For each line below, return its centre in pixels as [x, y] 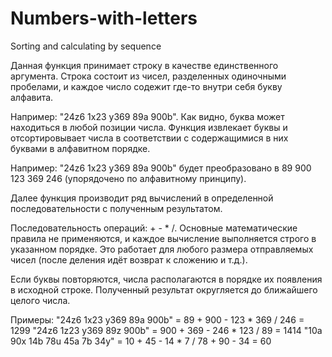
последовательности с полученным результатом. [116, 208]
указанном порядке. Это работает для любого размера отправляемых [162, 249]
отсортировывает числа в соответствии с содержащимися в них [149, 138]
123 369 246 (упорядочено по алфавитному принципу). [128, 178]
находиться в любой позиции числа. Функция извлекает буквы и [149, 127]
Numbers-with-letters [104, 18]
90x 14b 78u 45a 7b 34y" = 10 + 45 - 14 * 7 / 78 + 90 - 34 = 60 [141, 341]
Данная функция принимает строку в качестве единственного [144, 65]
